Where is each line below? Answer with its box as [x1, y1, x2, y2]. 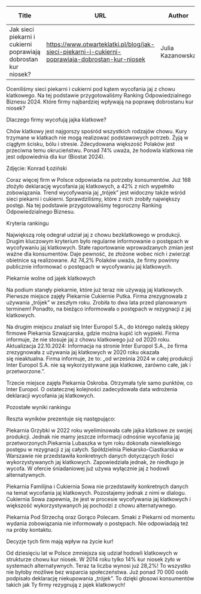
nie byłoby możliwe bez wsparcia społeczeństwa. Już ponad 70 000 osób [6, 568, 188, 575]
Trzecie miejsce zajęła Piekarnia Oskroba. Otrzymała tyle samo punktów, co [6, 379, 193, 386]
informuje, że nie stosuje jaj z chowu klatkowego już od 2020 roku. [6, 336, 171, 343]
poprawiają [9, 48, 41, 56]
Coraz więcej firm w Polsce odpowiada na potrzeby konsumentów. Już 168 [6, 176, 191, 183]
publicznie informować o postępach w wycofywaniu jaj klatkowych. [6, 263, 172, 270]
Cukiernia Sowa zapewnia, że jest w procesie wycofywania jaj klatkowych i [6, 496, 191, 502]
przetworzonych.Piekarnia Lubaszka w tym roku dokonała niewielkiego [6, 440, 181, 446]
